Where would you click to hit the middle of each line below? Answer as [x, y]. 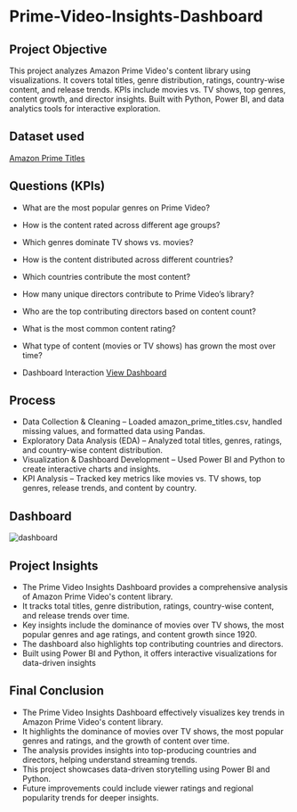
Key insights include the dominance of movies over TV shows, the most [153, 625]
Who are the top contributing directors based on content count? [139, 311]
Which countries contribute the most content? [106, 276]
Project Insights [54, 566]
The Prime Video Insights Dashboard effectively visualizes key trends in [153, 712]
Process [32, 401]
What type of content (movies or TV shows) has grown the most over [148, 346]
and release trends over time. [76, 616]
